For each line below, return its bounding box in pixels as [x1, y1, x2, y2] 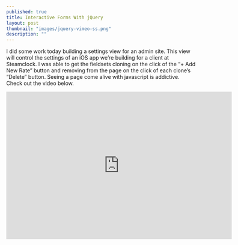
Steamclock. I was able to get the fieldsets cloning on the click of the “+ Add [6, 61, 196, 68]
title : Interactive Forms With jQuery [6, 14, 103, 20]
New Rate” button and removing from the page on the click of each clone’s [6, 67, 191, 74]
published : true [6, 8, 47, 15]
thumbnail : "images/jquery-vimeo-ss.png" [6, 25, 112, 32]
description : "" [6, 31, 47, 37]
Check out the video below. [6, 79, 74, 87]
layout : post [6, 20, 39, 26]
